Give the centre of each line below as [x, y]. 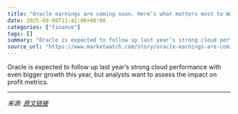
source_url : [25, 47]
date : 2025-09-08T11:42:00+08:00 [57, 21]
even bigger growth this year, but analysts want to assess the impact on [112, 74]
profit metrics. [28, 82]
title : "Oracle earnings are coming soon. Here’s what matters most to [115, 14]
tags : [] [20, 34]
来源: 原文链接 [28, 103]
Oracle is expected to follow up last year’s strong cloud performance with [114, 67]
